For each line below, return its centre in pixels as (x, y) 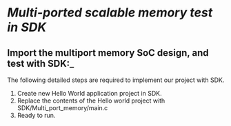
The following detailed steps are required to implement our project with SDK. (116, 80)
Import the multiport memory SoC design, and (108, 53)
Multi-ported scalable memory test (110, 13)
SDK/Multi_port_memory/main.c (62, 108)
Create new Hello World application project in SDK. (89, 93)
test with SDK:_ (41, 63)
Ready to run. (36, 115)
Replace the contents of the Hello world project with (91, 101)
